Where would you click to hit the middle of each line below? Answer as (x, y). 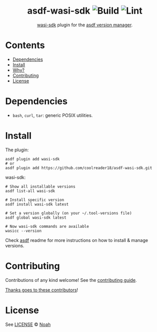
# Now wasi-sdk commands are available (47, 226)
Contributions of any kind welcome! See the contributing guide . (71, 280)
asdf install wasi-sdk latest (37, 204)
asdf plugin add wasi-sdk (32, 159)
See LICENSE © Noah (28, 324)
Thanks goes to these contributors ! (42, 290)
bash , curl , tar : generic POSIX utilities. (53, 115)
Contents (25, 45)
